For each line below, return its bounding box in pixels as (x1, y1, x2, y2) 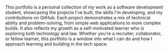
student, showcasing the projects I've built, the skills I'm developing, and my (5, 9, 163, 15)
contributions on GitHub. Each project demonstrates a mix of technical (5, 15, 150, 20)
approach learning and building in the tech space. (5, 41, 108, 47)
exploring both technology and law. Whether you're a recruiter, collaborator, (5, 31, 162, 36)
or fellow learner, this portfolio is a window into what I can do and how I (5, 36, 152, 42)
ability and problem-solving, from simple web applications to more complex (5, 20, 161, 26)
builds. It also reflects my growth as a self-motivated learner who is (5, 25, 144, 31)
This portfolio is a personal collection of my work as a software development (5, 4, 163, 10)
